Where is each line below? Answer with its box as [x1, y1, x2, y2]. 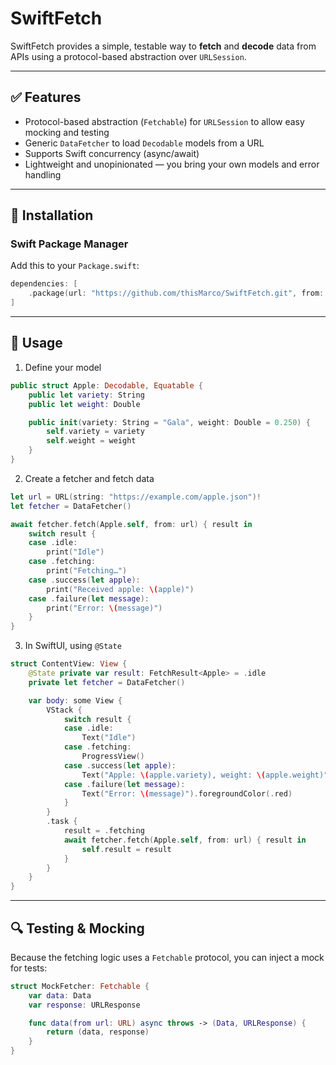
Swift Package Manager [10, 237, 129, 251]
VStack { [46, 705, 83, 715]
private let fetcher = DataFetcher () [28, 677, 186, 687]
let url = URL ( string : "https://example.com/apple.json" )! [10, 492, 262, 502]
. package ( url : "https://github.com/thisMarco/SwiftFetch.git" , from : [28, 288, 325, 299]
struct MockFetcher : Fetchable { [10, 981, 150, 991]
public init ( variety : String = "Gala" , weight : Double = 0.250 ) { [28, 417, 311, 427]
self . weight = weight [46, 436, 137, 446]
